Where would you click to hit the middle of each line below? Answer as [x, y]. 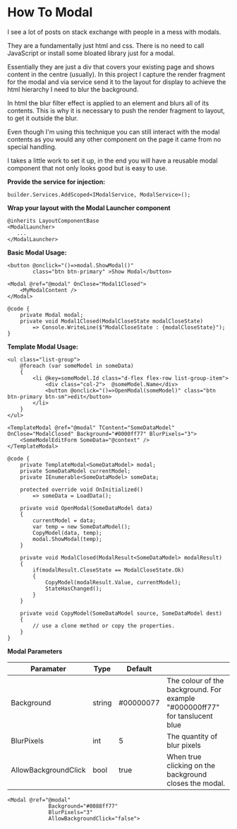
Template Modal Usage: [43, 347]
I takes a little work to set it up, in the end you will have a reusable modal [113, 161]
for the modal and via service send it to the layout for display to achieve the [117, 81]
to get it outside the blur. [43, 118]
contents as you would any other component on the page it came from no [114, 139]
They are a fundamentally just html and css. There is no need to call [106, 45]
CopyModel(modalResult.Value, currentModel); [113, 582]
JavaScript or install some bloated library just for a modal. [91, 53]
